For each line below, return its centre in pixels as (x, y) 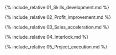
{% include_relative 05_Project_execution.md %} (56, 47)
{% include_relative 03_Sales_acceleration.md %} (57, 27)
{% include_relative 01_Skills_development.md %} (57, 7)
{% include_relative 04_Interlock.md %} (47, 37)
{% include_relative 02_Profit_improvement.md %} (58, 17)
